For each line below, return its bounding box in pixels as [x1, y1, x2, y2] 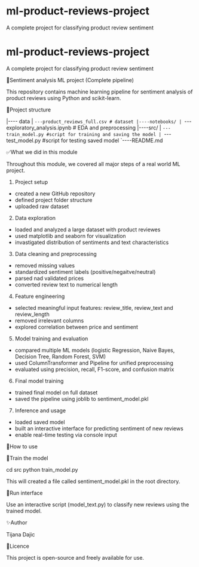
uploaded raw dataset [14, 203, 69, 210]
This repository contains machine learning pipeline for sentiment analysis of [6, 88, 193, 95]
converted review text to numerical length [14, 281, 118, 288]
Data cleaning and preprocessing [14, 250, 97, 257]
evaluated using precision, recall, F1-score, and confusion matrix [14, 366, 174, 373]
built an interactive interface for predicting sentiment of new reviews [14, 424, 183, 432]
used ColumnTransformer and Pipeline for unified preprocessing [14, 359, 173, 366]
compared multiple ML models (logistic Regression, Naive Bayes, [14, 346, 175, 354]
